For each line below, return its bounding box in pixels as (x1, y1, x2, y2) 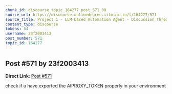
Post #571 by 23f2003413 (5, 59, 89, 68)
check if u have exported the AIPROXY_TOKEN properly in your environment (5, 82, 166, 89)
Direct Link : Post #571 (5, 73, 52, 79)
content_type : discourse (5, 21, 58, 27)
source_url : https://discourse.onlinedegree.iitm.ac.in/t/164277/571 (5, 12, 157, 17)
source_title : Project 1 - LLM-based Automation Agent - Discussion (5, 17, 155, 22)
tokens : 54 (5, 26, 29, 32)
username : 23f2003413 (5, 31, 52, 36)
